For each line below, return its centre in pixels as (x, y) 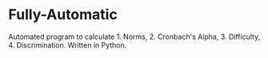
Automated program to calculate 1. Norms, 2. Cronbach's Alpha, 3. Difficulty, (134, 37)
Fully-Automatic (63, 15)
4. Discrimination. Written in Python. (68, 44)
